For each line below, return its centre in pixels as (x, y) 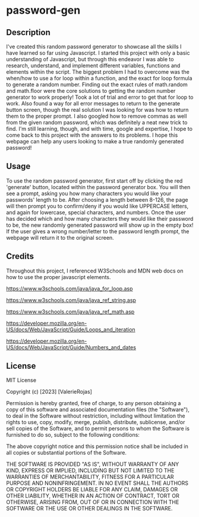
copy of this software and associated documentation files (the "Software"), (98, 410)
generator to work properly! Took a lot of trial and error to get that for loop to (100, 97)
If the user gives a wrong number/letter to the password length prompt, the (98, 231)
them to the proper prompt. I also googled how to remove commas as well (97, 116)
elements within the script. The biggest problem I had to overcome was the (98, 72)
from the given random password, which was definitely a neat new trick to (97, 122)
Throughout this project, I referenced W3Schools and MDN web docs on (95, 271)
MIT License (21, 380)
